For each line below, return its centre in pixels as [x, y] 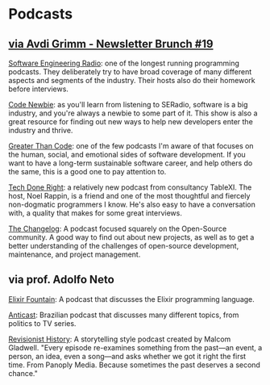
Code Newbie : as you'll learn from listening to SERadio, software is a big [128, 105]
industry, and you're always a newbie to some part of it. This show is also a [133, 113]
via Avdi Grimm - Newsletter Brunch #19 [111, 44]
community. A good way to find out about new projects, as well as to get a [131, 237]
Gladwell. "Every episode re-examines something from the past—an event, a [135, 347]
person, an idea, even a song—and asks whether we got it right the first [127, 356]
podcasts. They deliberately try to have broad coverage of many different [130, 72]
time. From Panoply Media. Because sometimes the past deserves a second [134, 365]
